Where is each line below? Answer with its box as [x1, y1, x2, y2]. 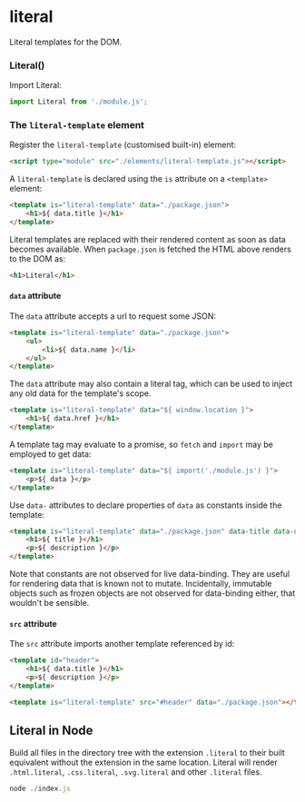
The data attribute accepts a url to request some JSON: [9, 311, 216, 322]
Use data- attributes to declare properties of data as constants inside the [9, 500, 282, 510]
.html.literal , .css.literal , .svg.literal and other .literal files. [9, 766, 262, 777]
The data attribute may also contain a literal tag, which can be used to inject [9, 379, 293, 390]
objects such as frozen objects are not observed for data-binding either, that [9, 588, 296, 599]
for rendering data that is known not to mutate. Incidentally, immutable [9, 579, 272, 589]
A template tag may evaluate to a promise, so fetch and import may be [9, 439, 274, 450]
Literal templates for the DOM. [9, 36, 123, 47]
